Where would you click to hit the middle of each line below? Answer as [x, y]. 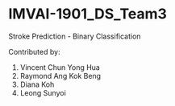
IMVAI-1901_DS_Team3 [88, 14]
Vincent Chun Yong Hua [60, 67]
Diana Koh [37, 84]
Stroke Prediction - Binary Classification [75, 36]
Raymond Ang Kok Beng [60, 75]
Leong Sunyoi [43, 92]
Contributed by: [34, 51]
